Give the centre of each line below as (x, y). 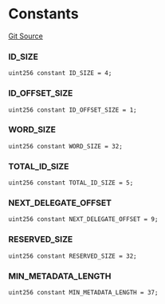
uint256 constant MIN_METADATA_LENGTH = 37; (83, 293)
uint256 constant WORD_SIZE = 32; (66, 146)
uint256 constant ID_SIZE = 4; (60, 73)
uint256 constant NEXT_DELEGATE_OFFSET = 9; (83, 219)
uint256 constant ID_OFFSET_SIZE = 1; (73, 110)
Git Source (26, 36)
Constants (43, 14)
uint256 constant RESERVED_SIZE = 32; (73, 256)
